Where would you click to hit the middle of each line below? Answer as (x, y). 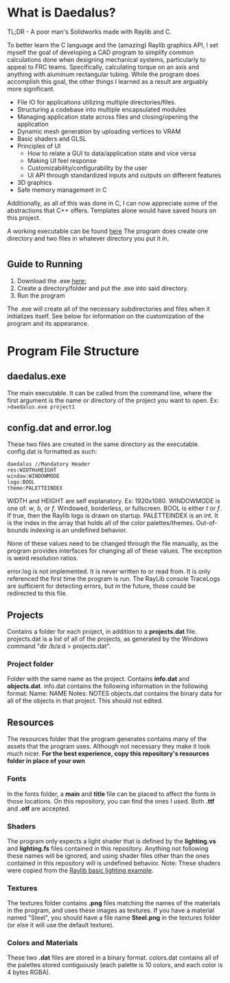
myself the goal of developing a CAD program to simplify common (101, 52)
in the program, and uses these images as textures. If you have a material (111, 910)
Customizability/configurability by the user (87, 168)
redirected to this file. (37, 593)
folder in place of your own (46, 761)
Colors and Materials (43, 943)
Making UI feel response (62, 160)
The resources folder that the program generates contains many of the (107, 739)
